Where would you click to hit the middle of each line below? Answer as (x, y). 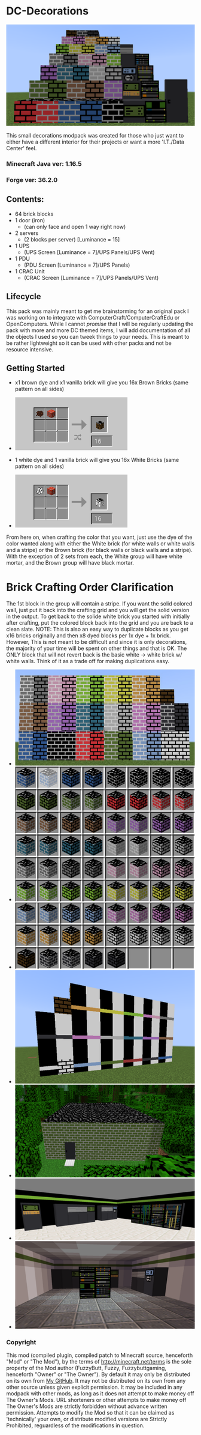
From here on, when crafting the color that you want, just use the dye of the (99, 537)
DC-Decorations (47, 11)
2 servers (27, 233)
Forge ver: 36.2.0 (32, 180)
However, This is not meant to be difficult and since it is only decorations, (97, 642)
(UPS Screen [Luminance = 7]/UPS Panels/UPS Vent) (89, 252)
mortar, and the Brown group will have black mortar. (70, 563)
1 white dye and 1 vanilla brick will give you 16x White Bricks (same (97, 460)
